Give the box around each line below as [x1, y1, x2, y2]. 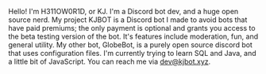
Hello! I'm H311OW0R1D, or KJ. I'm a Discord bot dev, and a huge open [8, 7, 239, 16]
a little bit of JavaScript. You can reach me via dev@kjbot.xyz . [8, 57, 211, 66]
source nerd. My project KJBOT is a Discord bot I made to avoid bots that [8, 15, 248, 24]
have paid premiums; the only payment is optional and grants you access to [8, 24, 256, 32]
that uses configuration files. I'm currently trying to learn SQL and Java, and [8, 49, 256, 57]
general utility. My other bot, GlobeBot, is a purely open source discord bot [8, 40, 253, 50]
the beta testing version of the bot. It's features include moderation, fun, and [8, 31, 259, 41]
